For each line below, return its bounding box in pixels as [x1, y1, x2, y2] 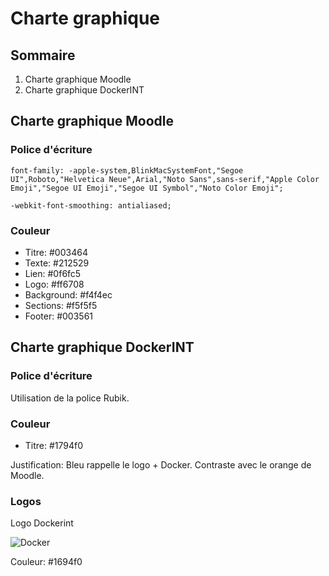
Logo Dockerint [10, 517, 74, 529]
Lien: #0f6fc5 [24, 267, 82, 279]
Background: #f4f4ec [24, 288, 113, 301]
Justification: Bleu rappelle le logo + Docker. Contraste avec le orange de [10, 458, 312, 471]
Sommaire [10, 47, 76, 64]
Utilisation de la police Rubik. [10, 392, 130, 404]
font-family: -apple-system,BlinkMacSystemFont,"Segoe [10, 165, 244, 176]
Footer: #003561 [24, 310, 94, 322]
